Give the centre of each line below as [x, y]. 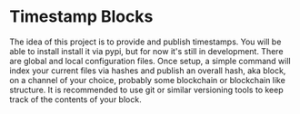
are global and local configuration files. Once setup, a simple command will [150, 61]
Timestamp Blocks [81, 17]
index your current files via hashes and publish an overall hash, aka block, [148, 71]
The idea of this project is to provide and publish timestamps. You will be [145, 42]
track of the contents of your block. [76, 99]
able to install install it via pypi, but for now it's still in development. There [146, 51]
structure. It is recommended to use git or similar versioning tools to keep [146, 90]
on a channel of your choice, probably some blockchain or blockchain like [148, 80]
